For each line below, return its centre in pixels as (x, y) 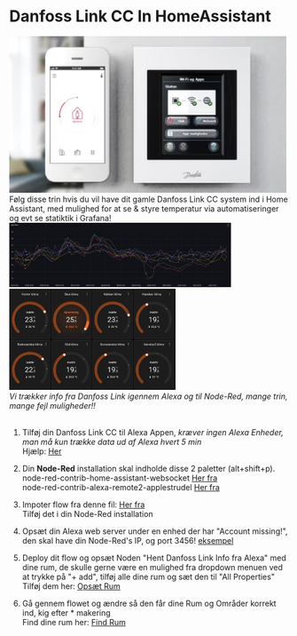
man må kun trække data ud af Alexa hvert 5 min (112, 441)
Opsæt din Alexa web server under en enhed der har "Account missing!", (155, 531)
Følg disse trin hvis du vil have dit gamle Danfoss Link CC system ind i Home (148, 199)
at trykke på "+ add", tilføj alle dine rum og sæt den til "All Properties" (148, 576)
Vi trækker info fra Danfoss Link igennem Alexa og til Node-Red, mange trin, (148, 396)
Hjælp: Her (42, 451)
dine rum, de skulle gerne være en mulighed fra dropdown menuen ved (152, 567)
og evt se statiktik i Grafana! (60, 219)
